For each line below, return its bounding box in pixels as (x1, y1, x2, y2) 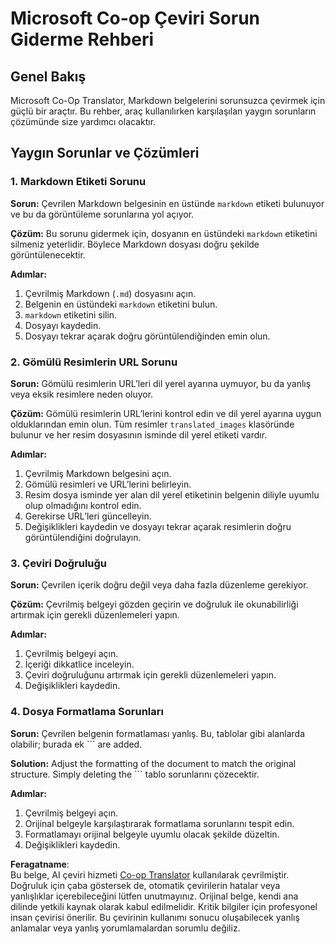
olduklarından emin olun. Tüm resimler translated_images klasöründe (10, 418, 295, 430)
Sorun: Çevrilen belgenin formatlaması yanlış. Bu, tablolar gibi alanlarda (10, 727, 306, 739)
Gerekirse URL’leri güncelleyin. (24, 510, 152, 522)
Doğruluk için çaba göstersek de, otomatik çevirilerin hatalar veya (10, 879, 281, 891)
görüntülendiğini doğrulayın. (24, 531, 142, 543)
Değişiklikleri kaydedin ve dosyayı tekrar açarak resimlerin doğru (24, 520, 292, 532)
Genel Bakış (10, 68, 87, 85)
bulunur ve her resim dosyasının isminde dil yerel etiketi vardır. (10, 428, 268, 441)
